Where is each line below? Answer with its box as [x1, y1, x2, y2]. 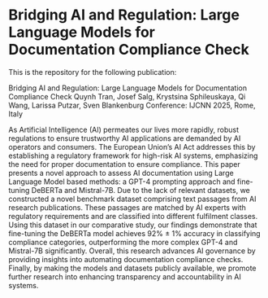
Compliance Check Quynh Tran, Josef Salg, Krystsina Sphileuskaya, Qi [8, 91, 246, 101]
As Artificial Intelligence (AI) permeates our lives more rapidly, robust [8, 125, 240, 134]
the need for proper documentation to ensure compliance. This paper [8, 159, 241, 169]
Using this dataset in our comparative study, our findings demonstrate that [8, 220, 257, 230]
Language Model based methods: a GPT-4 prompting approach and [8, 177, 236, 186]
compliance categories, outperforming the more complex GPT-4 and [8, 237, 238, 247]
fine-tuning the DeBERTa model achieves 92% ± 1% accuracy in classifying [8, 228, 262, 238]
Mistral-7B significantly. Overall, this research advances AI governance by [8, 246, 256, 256]
